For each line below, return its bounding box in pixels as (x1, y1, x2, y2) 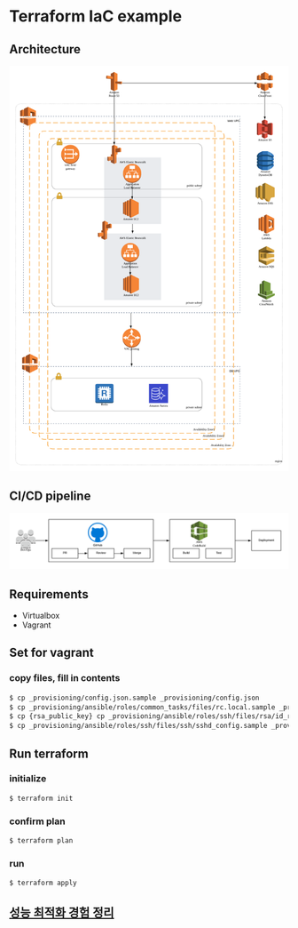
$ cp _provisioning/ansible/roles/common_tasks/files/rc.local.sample (9, 702, 276, 712)
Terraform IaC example (9, 6, 183, 27)
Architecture (9, 42, 82, 57)
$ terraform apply (9, 878, 77, 888)
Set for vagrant (9, 645, 95, 660)
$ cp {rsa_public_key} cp (9, 712, 105, 721)
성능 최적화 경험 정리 (9, 905, 114, 921)
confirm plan (9, 815, 66, 828)
